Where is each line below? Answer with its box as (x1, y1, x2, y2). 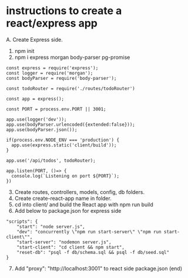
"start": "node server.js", (16, 223, 85, 230)
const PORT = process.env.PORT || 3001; (6, 106, 107, 112)
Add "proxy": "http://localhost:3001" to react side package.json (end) (14, 264, 183, 272)
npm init (14, 47, 35, 54)
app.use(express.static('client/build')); (11, 142, 117, 148)
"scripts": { (6, 219, 38, 225)
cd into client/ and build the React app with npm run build (14, 201, 154, 208)
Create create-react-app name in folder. (14, 195, 112, 202)
